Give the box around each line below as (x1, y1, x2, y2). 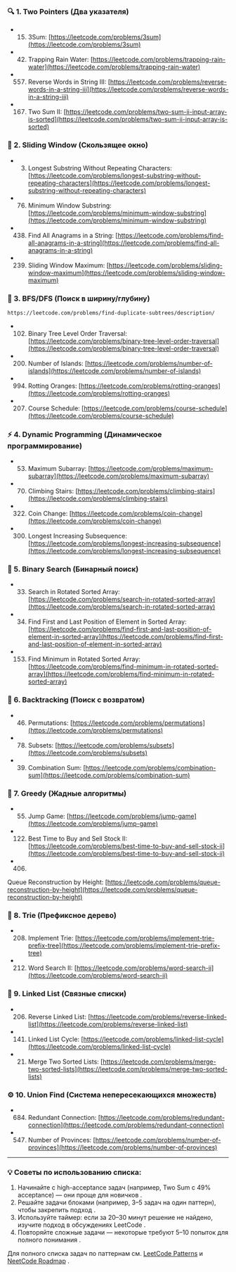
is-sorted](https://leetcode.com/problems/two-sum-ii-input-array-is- (27, 115, 228, 124)
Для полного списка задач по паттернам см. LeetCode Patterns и (7, 1249, 204, 1258)
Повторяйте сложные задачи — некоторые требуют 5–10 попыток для (17, 1228, 228, 1237)
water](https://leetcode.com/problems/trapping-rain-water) (27, 63, 201, 71)
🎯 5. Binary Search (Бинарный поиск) (7, 565, 139, 574)
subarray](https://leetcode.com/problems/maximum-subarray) (27, 472, 209, 481)
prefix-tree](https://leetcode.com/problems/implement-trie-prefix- (27, 941, 221, 950)
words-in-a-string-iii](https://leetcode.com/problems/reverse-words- (27, 85, 229, 94)
